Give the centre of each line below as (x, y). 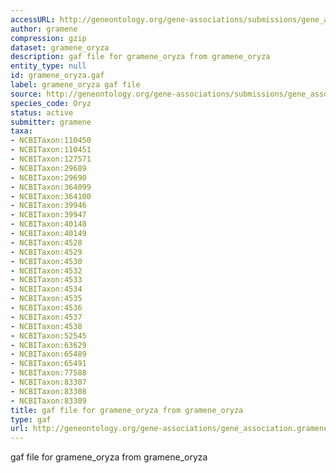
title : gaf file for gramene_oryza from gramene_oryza (127, 410)
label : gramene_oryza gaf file (75, 85)
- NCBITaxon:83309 (48, 401)
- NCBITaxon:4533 (46, 280)
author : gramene (44, 29)
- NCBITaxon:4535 (46, 299)
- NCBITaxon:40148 (48, 224)
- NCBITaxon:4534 (46, 289)
